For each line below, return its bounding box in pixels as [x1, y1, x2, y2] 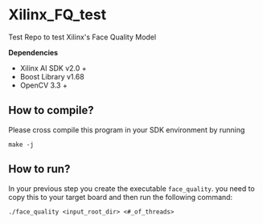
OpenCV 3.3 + [19, 80, 68, 90]
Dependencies [8, 47, 59, 57]
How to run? [8, 162, 71, 176]
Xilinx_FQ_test [8, 6, 107, 24]
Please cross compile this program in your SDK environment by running [8, 124, 245, 134]
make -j [8, 141, 35, 149]
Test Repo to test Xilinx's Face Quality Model [8, 32, 157, 42]
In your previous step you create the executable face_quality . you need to [8, 183, 255, 193]
